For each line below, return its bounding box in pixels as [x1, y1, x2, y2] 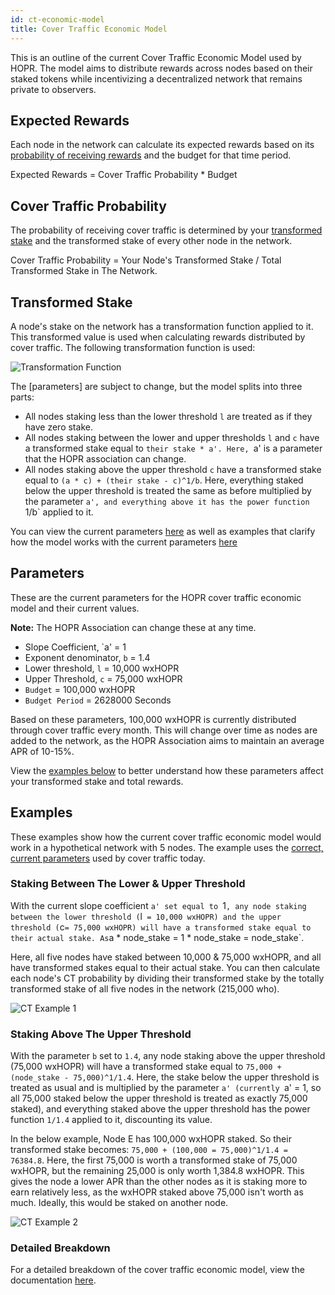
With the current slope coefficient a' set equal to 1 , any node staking [10, 899, 307, 911]
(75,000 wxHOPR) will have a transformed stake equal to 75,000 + [10, 1061, 282, 1073]
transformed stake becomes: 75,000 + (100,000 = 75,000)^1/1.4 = [10, 1144, 288, 1156]
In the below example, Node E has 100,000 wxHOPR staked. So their [10, 1133, 292, 1145]
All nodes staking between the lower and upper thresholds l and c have [24, 431, 320, 443]
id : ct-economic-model [10, 14, 105, 25]
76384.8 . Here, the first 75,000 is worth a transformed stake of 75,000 [10, 1154, 298, 1166]
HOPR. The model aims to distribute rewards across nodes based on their [10, 62, 313, 74]
